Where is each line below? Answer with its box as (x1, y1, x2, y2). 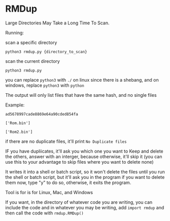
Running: (5, 29, 24, 35)
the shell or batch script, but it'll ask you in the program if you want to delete (5, 174, 165, 180)
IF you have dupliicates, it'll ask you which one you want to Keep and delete (5, 148, 163, 154)
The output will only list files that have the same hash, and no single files (5, 92, 157, 98)
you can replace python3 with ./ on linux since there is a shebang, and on (5, 77, 159, 83)
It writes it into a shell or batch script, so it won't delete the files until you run (5, 168, 165, 175)
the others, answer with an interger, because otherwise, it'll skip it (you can (5, 153, 162, 160)
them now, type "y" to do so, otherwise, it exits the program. (5, 179, 131, 186)
